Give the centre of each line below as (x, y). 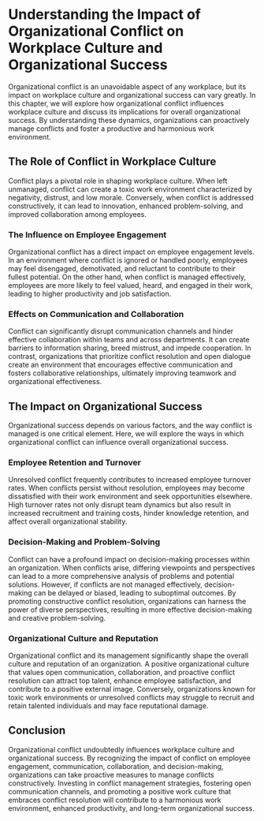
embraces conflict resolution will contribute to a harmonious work (115, 800)
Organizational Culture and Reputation (84, 638)
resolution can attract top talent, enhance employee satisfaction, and (120, 681)
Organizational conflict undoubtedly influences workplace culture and (121, 749)
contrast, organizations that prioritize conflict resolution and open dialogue (129, 356)
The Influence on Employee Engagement (87, 234)
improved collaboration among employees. (78, 214)
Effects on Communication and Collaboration (96, 314)
